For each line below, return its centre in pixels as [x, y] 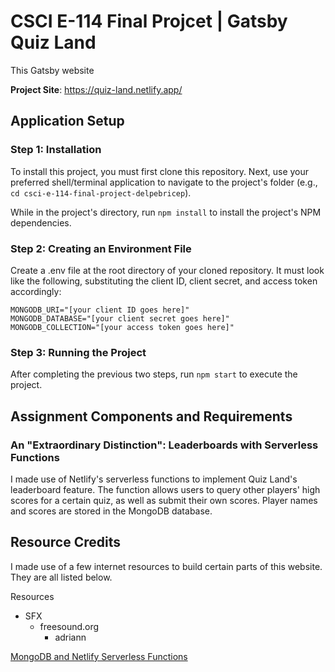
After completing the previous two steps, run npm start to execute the [154, 374]
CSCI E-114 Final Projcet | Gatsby [149, 21]
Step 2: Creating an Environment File [101, 248]
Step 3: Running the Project [78, 352]
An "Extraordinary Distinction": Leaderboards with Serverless [164, 445]
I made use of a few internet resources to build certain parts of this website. [166, 566]
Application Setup [67, 121]
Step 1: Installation [56, 150]
